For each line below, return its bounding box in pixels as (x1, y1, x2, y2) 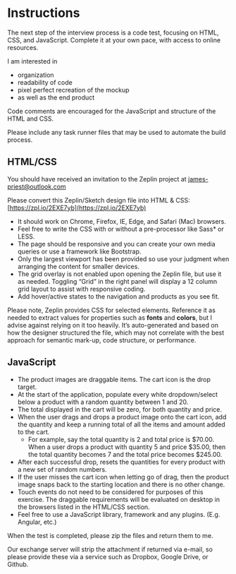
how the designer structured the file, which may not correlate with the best (7, 328, 225, 337)
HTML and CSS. (7, 114, 54, 123)
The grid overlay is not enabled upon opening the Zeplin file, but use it (17, 270, 222, 278)
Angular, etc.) (17, 518, 57, 526)
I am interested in (7, 56, 58, 65)
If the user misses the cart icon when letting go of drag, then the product (17, 472, 229, 481)
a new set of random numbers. (17, 465, 107, 474)
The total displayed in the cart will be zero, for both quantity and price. (17, 405, 222, 414)
